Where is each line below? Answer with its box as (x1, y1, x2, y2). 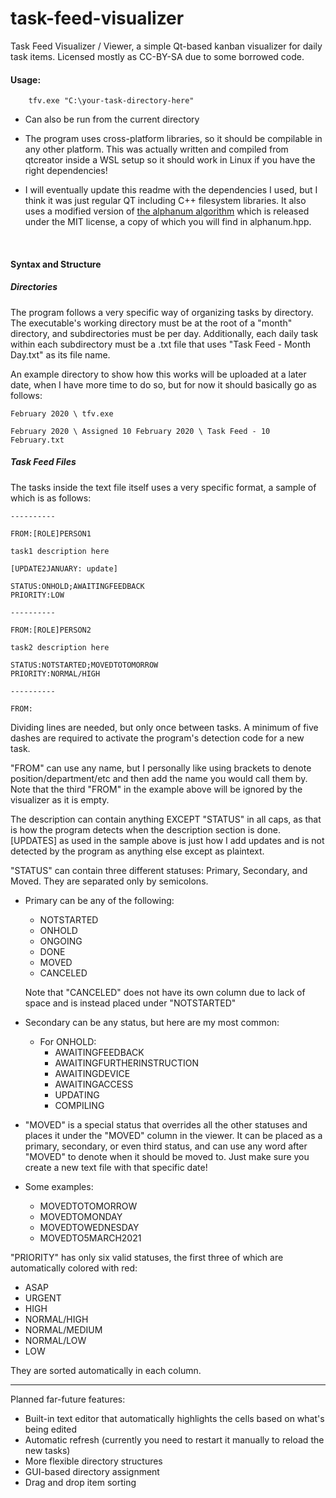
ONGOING (39, 935, 83, 947)
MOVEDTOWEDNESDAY (39, 1221, 140, 1233)
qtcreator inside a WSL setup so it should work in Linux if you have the (24, 154, 316, 166)
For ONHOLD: (39, 1035, 97, 1047)
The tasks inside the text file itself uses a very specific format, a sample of (10, 481, 317, 493)
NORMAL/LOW (24, 1334, 87, 1346)
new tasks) (24, 1444, 71, 1456)
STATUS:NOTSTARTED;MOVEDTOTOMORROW (10, 660, 159, 670)
